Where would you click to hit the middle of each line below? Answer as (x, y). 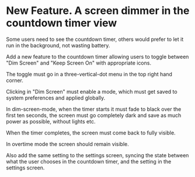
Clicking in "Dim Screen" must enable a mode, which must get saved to (92, 91)
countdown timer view (62, 23)
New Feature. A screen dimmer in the (98, 11)
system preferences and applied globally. (56, 98)
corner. (15, 80)
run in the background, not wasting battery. (58, 45)
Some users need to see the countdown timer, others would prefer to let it (95, 39)
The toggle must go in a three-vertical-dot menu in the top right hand (89, 74)
